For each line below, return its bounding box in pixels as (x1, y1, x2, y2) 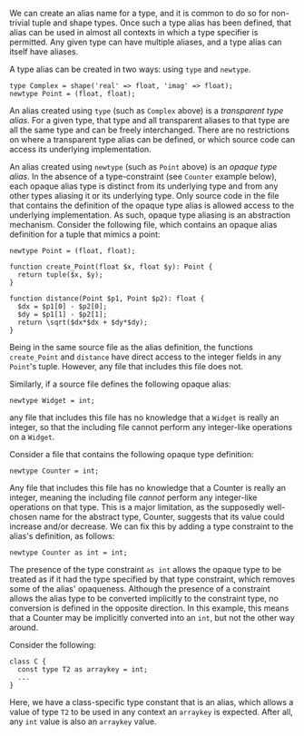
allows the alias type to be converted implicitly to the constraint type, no (9, 594, 279, 604)
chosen (9, 512, 38, 522)
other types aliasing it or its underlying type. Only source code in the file (9, 191, 279, 201)
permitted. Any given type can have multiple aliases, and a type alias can (9, 36, 282, 47)
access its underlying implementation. (9, 144, 152, 154)
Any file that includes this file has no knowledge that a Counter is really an (9, 483, 287, 493)
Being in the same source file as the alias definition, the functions (9, 342, 254, 352)
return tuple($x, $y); (17, 270, 103, 280)
